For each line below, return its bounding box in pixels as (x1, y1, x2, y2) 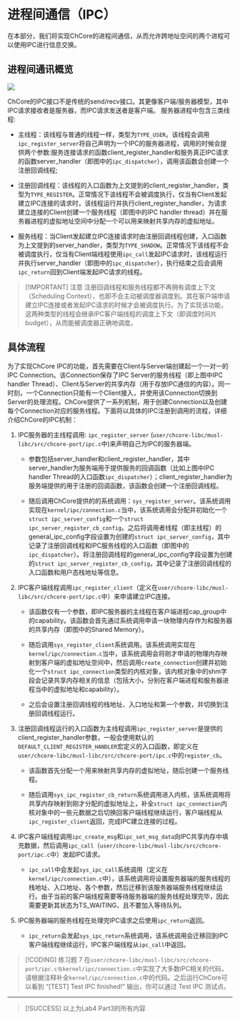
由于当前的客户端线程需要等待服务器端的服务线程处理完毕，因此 (41, 892, 229, 900)
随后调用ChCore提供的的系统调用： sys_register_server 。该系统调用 (28, 496, 231, 505)
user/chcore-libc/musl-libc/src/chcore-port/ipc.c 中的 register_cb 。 (17, 751, 226, 759)
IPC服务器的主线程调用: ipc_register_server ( (17, 430, 154, 439)
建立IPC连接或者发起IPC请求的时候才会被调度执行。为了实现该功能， (24, 301, 227, 309)
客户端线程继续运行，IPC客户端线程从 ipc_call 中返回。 (28, 940, 190, 948)
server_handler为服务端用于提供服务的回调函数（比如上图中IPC (28, 463, 215, 472)
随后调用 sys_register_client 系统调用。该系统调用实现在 (28, 640, 196, 648)
